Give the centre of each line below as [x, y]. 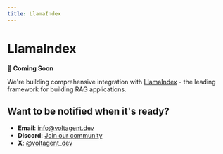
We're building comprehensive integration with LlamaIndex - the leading [111, 82]
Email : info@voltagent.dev [56, 128]
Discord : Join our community [60, 136]
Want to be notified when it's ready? [89, 111]
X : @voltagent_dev [45, 143]
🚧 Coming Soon [31, 68]
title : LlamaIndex [34, 14]
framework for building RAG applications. [67, 89]
